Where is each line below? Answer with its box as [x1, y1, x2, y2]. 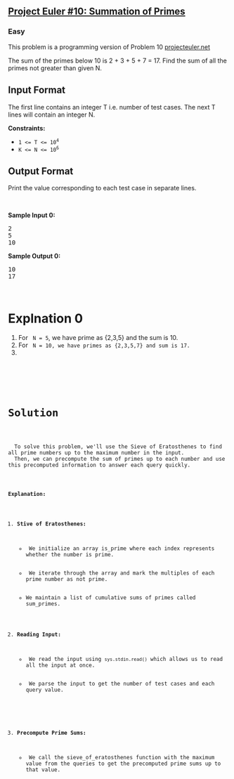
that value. [25, 766, 61, 773]
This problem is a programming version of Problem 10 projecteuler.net [8, 42, 210, 51]
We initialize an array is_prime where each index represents [28, 544, 215, 552]
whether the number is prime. [25, 551, 115, 558]
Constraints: [8, 124, 46, 132]
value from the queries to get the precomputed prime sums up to [25, 760, 221, 767]
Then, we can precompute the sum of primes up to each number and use [14, 456, 226, 463]
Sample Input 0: [8, 211, 56, 220]
